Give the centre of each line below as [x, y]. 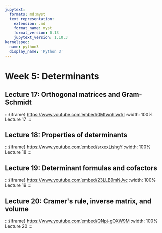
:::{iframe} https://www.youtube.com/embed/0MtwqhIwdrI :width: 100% [79, 114]
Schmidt [19, 102]
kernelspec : [17, 42]
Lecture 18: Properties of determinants [66, 135]
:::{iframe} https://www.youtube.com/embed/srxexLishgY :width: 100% [78, 147]
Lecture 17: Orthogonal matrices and [63, 94]
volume [17, 209]
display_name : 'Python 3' [37, 51]
